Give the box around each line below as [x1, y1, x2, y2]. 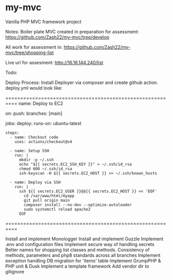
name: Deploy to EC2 [18, 100, 63, 107]
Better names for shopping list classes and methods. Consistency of [5, 247, 150, 253]
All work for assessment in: [5, 44, 63, 50]
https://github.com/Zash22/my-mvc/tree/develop [5, 34, 109, 40]
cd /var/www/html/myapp [24, 193, 74, 198]
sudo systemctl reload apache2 [24, 206, 91, 212]
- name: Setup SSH [10, 148, 50, 153]
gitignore [5, 268, 25, 274]
